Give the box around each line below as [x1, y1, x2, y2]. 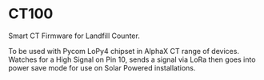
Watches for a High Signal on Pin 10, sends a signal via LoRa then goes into [8, 55, 256, 64]
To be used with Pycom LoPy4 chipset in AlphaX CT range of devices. [8, 46, 240, 55]
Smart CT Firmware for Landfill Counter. [8, 31, 140, 40]
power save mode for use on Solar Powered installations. [8, 63, 196, 72]
